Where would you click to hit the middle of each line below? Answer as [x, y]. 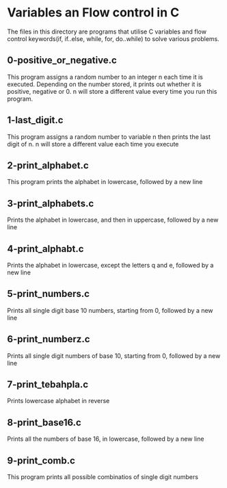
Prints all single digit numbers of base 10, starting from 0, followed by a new [114, 356]
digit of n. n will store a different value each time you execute [93, 144]
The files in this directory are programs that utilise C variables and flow [107, 31]
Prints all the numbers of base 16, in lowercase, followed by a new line [106, 439]
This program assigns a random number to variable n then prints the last [109, 137]
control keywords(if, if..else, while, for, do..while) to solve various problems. [113, 38]
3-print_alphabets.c [51, 203]
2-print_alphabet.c [48, 165]
